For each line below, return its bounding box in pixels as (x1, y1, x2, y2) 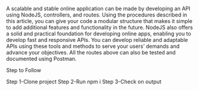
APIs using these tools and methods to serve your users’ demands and (6, 43, 180, 50)
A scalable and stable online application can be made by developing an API (6, 5, 191, 12)
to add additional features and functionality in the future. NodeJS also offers (6, 24, 193, 31)
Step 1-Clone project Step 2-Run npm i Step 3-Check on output (6, 78, 162, 85)
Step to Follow (6, 67, 42, 73)
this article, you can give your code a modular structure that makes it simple (6, 18, 192, 24)
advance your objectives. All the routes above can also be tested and (6, 49, 176, 56)
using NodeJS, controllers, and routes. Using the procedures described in (6, 11, 188, 18)
